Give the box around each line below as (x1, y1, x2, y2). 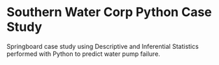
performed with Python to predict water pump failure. (6, 50, 160, 58)
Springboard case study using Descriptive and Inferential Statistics (6, 42, 199, 50)
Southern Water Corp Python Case (6, 4, 212, 20)
